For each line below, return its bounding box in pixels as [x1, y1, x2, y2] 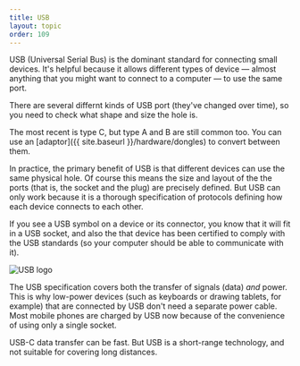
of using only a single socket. [9, 319, 118, 331]
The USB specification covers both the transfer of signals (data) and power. [9, 282, 287, 293]
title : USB [9, 13, 50, 22]
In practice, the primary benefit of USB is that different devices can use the [9, 163, 286, 174]
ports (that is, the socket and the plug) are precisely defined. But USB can [9, 183, 281, 193]
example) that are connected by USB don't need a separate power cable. [9, 301, 278, 311]
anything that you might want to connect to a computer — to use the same [9, 73, 283, 84]
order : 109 [9, 30, 50, 38]
